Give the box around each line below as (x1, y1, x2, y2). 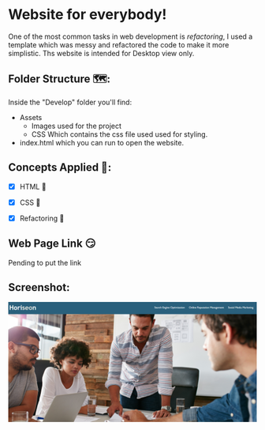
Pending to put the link (8, 258, 81, 267)
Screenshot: (8, 281, 70, 294)
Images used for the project (31, 121, 122, 130)
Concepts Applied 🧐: (8, 160, 112, 175)
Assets (19, 112, 43, 122)
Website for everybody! (8, 6, 167, 24)
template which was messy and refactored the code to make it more (8, 40, 230, 49)
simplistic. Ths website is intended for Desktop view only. (8, 48, 195, 58)
